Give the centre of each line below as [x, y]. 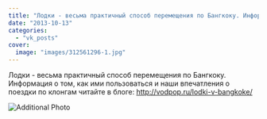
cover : [19, 45]
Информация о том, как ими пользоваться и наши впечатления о [119, 83]
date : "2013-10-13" [41, 23]
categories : [28, 30]
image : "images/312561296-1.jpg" [71, 52]
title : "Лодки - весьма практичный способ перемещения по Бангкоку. [124, 15]
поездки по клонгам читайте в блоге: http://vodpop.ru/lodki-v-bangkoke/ [130, 92]
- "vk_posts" [37, 38]
